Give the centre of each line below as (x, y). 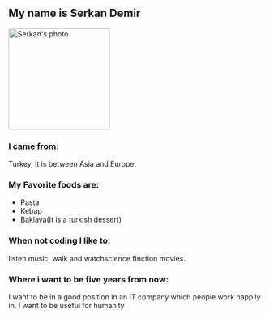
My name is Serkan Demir (75, 13)
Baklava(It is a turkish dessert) (71, 220)
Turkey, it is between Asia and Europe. (72, 164)
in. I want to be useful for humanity (66, 305)
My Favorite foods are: (54, 185)
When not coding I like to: (60, 240)
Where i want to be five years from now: (89, 279)
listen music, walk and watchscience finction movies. (97, 258)
